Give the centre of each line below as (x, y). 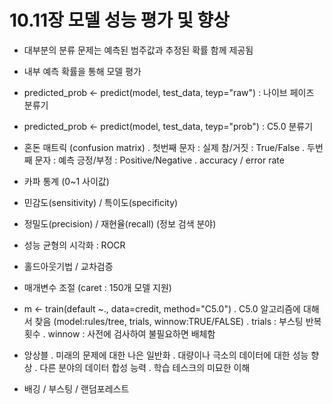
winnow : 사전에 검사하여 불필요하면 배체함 (131, 333)
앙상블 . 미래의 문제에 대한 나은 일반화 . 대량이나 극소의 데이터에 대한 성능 (166, 355)
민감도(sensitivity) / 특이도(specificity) (101, 202)
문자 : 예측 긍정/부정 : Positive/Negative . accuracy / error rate (159, 160)
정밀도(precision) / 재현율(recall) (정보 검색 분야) (120, 223)
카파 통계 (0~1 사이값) (66, 181)
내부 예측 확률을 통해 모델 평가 (82, 71)
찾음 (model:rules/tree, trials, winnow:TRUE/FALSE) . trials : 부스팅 (169, 321)
